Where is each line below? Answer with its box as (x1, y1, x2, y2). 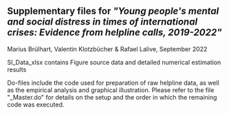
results (7, 65, 27, 74)
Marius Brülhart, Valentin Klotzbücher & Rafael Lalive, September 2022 (7, 44, 208, 53)
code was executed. (7, 100, 65, 109)
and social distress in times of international (7, 16, 198, 28)
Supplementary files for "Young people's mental (7, 5, 219, 17)
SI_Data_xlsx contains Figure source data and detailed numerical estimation (7, 58, 221, 66)
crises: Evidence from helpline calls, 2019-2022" (7, 27, 222, 38)
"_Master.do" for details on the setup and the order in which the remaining (7, 93, 217, 101)
